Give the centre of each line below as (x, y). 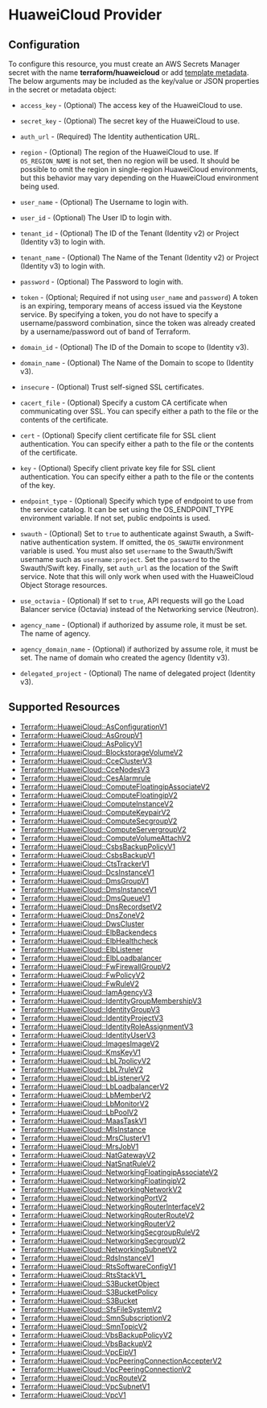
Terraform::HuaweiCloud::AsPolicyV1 (81, 744)
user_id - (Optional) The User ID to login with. (96, 218)
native (30, 542)
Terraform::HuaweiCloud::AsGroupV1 (81, 735)
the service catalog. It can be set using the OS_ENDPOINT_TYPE (127, 509)
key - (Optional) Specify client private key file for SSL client (117, 468)
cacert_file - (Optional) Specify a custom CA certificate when (123, 402)
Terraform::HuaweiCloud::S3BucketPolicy (89, 1292)
